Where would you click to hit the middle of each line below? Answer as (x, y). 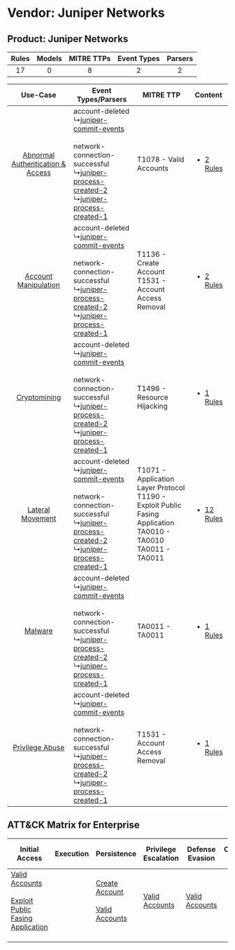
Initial (29, 849)
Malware (38, 631)
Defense (201, 849)
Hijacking (152, 406)
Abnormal (39, 155)
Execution (72, 853)
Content (208, 95)
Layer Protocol (161, 488)
